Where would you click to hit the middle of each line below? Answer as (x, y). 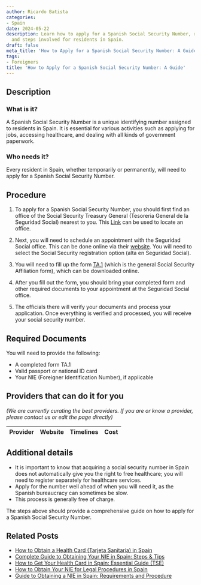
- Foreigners (22, 62)
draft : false (22, 46)
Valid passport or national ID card (56, 371)
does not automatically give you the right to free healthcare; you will (99, 473)
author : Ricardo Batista (37, 12)
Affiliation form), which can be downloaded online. (77, 271)
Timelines (84, 431)
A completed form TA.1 (43, 364)
